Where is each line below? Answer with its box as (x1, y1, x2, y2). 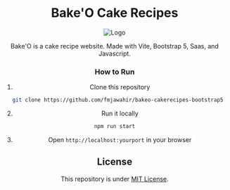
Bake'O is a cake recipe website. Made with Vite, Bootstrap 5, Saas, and (10, 42, 219, 50)
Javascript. (98, 49, 132, 58)
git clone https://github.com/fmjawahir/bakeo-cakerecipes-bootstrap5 (12, 96, 224, 103)
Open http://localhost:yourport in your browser (48, 135, 192, 144)
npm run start (94, 123, 136, 130)
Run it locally (101, 109, 139, 118)
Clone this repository (89, 83, 151, 91)
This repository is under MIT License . (60, 175, 169, 183)
